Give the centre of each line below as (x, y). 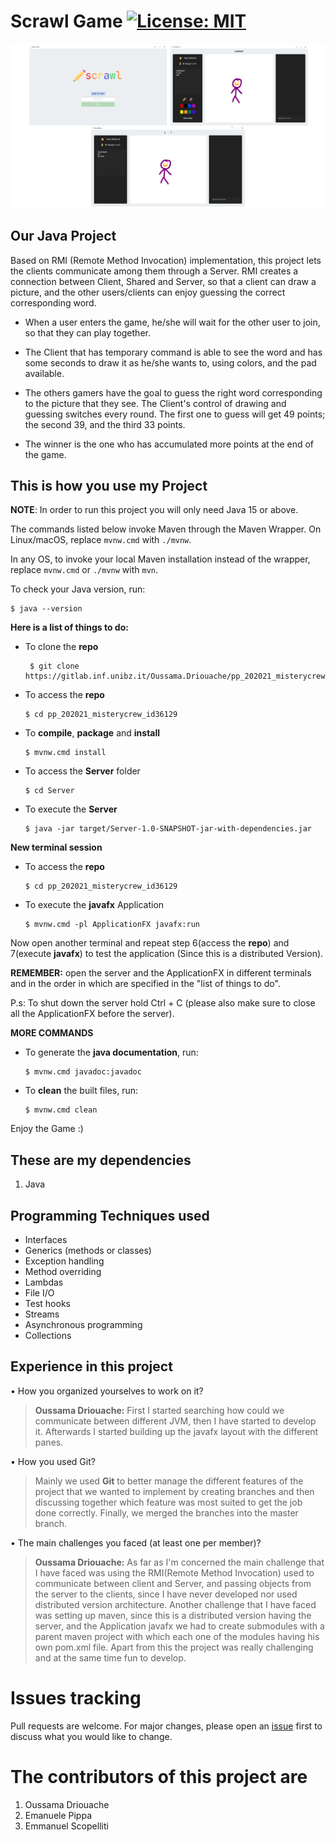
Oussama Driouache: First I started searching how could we (159, 1410)
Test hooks (47, 1304)
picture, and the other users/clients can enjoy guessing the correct (148, 292)
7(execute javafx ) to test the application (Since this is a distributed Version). (167, 954)
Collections (48, 1336)
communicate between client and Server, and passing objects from (173, 1583)
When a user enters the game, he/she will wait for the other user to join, (172, 322)
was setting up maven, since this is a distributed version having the (173, 1615)
